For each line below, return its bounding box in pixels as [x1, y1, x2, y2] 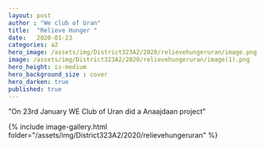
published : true [8, 85, 62, 93]
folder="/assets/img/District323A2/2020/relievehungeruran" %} [8, 131, 218, 140]
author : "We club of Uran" [8, 19, 102, 27]
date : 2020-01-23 [8, 33, 73, 42]
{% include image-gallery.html [8, 122, 108, 131]
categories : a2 [8, 41, 59, 49]
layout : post [8, 11, 52, 20]
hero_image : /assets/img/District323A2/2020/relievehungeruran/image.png [8, 48, 258, 56]
